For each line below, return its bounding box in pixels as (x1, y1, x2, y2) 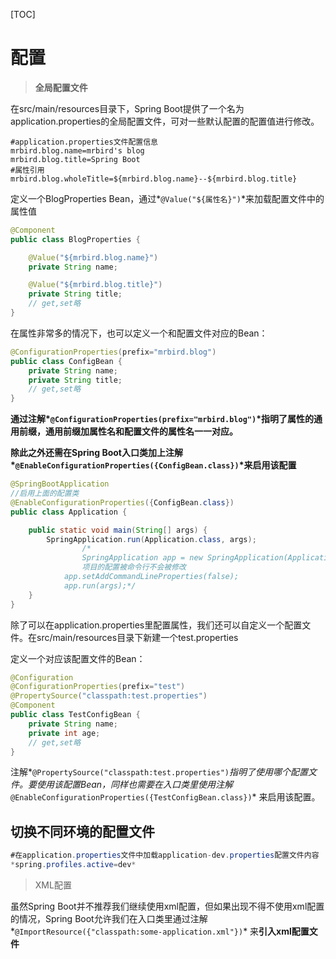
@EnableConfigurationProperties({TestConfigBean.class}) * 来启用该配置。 (10, 791, 321, 803)
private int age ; (28, 728, 101, 738)
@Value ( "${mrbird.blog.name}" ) (28, 252, 159, 263)
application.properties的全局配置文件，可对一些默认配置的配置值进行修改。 (10, 115, 320, 127)
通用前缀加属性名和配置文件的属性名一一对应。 (44, 425, 238, 438)
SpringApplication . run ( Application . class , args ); (46, 534, 257, 544)
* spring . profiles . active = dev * (10, 860, 137, 870)
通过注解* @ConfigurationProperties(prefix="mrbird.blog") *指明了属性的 (10, 413, 314, 425)
